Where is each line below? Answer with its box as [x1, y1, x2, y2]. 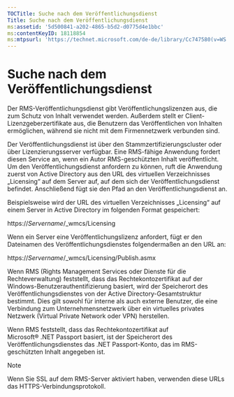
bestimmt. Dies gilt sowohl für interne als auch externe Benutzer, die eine [7, 297, 218, 305]
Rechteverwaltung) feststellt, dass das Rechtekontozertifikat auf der [7, 275, 203, 283]
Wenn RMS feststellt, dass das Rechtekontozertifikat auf [7, 326, 169, 334]
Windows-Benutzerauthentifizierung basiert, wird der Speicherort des [7, 282, 208, 291]
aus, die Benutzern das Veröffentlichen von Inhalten [73, 120, 222, 128]
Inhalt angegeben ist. [44, 347, 106, 356]
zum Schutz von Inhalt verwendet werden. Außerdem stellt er [7, 112, 184, 120]
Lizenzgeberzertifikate [7, 120, 72, 128]
